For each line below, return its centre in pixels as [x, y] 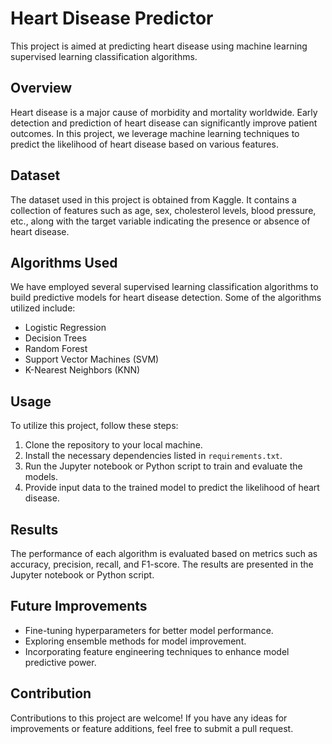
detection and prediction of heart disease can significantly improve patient [164, 123]
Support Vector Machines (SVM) [92, 359]
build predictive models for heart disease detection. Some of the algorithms [166, 298]
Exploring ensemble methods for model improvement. [135, 641]
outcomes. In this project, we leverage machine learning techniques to [155, 133]
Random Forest [56, 349]
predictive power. [60, 662]
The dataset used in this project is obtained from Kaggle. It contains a [153, 199]
